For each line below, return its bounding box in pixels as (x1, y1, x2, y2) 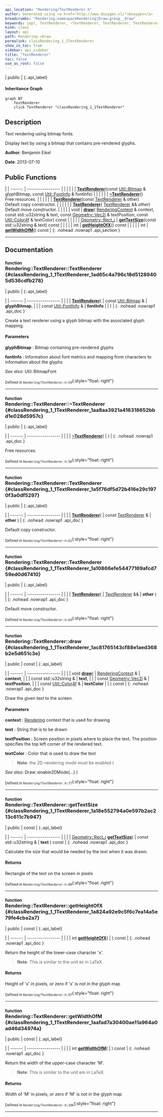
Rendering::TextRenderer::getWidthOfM (5, 1013, 103, 1020)
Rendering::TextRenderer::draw (5, 638, 81, 645)
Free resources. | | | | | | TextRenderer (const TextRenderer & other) (5, 196, 139, 202)
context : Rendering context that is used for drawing (5, 717, 110, 723)
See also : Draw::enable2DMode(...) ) (5, 769, 78, 775)
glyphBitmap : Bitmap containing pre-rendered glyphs (5, 344, 114, 350)
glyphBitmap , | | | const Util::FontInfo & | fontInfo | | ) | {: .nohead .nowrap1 (5, 303, 155, 308)
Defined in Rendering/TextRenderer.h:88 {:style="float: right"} (5, 880, 114, 887)
